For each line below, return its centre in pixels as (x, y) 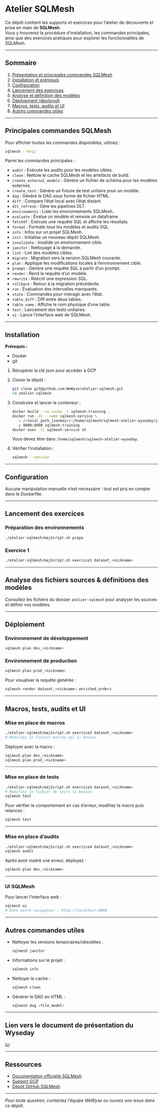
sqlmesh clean (26, 987)
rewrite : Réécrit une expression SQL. (50, 279)
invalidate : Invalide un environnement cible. (57, 242)
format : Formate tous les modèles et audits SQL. (61, 227)
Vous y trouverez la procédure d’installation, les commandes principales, (78, 33)
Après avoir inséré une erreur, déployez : (46, 860)
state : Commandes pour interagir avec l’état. (57, 294)
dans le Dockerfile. (24, 494)
